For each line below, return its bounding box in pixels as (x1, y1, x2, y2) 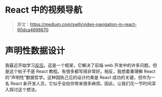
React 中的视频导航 (5, 4, 82, 16)
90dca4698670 (17, 27, 49, 32)
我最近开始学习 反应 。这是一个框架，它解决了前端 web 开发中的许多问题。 (5, 62, 153, 68)
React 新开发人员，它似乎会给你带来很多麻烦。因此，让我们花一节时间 (10, 81, 152, 86)
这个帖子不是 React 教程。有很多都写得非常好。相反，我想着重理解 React (9, 68, 156, 74)
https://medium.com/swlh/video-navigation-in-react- (30, 21, 137, 27)
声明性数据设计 (5, 46, 65, 56)
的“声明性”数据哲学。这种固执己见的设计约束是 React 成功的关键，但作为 (5, 74, 151, 80)
